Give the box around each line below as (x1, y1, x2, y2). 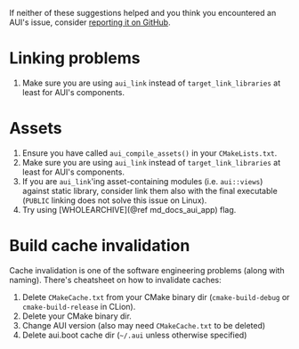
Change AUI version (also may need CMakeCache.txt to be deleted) (21, 320, 266, 330)
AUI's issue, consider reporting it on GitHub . (9, 17, 171, 28)
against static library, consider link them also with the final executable (21, 185, 278, 196)
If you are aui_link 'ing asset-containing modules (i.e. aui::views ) (21, 175, 263, 186)
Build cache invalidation (9, 236, 190, 256)
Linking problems (9, 48, 141, 69)
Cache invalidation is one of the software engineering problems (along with (9, 264, 285, 275)
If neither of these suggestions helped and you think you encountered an (9, 8, 277, 18)
